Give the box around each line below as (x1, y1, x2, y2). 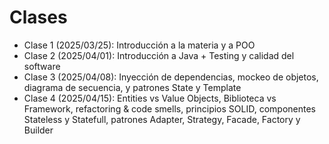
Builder (23, 124, 54, 136)
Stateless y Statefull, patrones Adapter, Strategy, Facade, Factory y (23, 113, 301, 125)
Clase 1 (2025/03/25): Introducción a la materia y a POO (23, 39, 256, 51)
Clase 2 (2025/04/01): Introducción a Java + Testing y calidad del (23, 49, 295, 61)
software (23, 60, 61, 72)
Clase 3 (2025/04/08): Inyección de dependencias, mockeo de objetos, (23, 71, 319, 83)
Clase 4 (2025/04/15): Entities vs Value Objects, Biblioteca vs (23, 92, 277, 104)
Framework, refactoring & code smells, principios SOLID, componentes (23, 102, 316, 115)
